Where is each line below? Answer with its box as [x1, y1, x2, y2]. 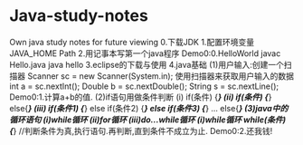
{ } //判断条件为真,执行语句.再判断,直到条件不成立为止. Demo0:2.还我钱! [9, 125, 273, 136]
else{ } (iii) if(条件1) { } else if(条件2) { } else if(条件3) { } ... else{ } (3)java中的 [9, 102, 289, 113]
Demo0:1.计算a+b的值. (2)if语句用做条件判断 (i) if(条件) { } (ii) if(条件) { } [9, 92, 272, 102]
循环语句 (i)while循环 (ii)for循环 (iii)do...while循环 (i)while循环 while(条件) [9, 114, 287, 125]
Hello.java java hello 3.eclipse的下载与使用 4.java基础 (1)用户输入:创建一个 [9, 59, 285, 70]
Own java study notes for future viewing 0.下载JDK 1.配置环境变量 [9, 36, 255, 47]
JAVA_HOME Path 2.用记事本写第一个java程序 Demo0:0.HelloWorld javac [9, 47, 281, 59]
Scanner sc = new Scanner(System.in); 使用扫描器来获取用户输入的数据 [26, 70, 295, 82]
